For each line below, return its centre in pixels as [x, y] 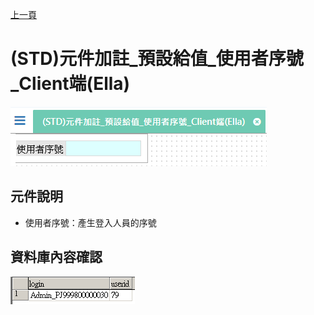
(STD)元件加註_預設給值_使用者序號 [157, 59]
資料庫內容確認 [56, 257]
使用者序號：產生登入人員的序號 [90, 222]
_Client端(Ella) [70, 84]
